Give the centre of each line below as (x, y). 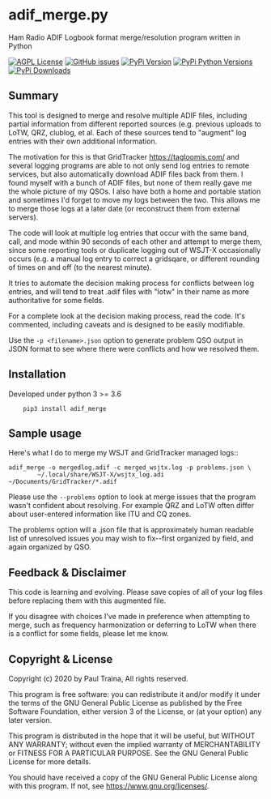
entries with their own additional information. (83, 141)
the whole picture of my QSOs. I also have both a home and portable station (135, 191)
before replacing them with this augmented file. (87, 600)
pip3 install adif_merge (65, 408)
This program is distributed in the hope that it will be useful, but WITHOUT (132, 736)
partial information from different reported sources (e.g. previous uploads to (135, 124)
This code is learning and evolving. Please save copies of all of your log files (135, 592)
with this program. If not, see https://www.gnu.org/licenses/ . (109, 786)
